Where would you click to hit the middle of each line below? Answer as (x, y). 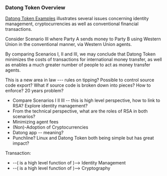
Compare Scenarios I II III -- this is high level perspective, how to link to (86, 100)
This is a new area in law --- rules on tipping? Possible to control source (80, 80)
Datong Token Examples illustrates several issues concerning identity (77, 19)
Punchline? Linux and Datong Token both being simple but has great (83, 138)
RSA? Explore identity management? (50, 106)
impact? (21, 143)
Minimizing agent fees (35, 122)
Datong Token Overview (35, 8)
